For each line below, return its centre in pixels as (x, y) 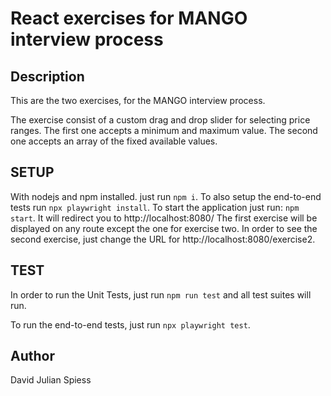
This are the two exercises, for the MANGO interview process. (138, 100)
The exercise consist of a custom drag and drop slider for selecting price (160, 120)
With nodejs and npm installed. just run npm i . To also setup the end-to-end (166, 196)
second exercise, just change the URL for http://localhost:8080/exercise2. (163, 239)
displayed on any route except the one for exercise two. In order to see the (164, 228)
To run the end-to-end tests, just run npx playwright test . (130, 324)
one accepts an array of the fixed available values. (114, 141)
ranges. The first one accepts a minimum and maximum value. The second (164, 130)
